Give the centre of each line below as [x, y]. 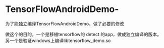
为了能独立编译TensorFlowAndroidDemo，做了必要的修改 [65, 23]
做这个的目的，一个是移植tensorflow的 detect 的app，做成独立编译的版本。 [84, 34]
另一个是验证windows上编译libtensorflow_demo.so [58, 40]
